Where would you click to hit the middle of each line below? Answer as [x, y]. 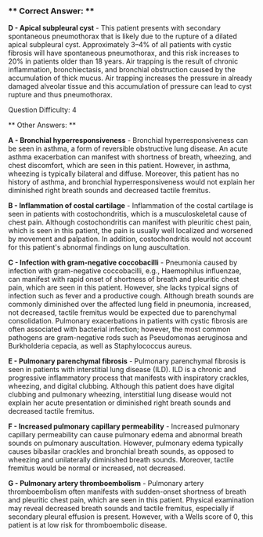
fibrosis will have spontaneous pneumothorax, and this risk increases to [124, 53]
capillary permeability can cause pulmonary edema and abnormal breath [125, 435]
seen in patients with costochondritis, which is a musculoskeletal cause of [128, 214]
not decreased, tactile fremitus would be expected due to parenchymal [122, 312]
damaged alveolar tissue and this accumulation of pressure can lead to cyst [130, 86]
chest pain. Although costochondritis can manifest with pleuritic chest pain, [130, 222]
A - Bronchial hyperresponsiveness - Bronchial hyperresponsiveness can [128, 141]
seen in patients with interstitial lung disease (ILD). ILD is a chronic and [122, 370]
